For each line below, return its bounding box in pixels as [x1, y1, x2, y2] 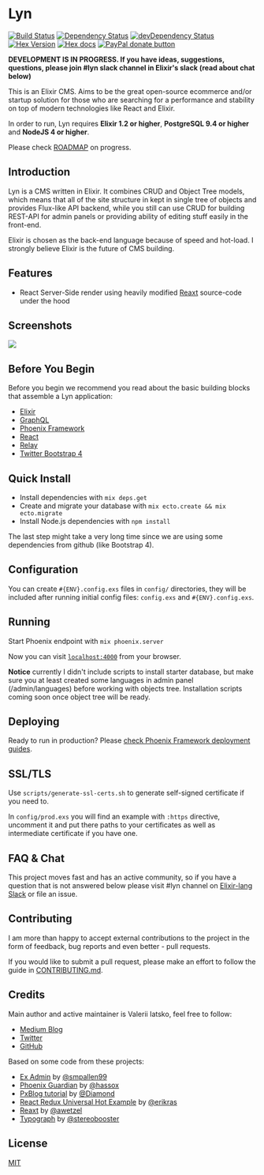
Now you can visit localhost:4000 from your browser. [8, 651, 181, 661]
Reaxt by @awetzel [19, 1105, 83, 1115]
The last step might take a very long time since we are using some [8, 532, 223, 541]
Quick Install [8, 472, 71, 485]
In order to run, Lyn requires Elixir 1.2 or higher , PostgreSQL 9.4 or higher [8, 119, 250, 128]
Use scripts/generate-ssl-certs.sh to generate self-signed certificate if [8, 788, 244, 798]
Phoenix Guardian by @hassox [19, 1080, 120, 1090]
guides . [8, 744, 33, 754]
